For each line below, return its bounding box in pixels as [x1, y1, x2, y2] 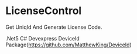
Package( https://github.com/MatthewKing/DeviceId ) [5, 41, 132, 48]
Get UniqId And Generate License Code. [5, 23, 102, 31]
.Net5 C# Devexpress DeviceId [5, 35, 80, 42]
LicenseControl [5, 4, 82, 18]
